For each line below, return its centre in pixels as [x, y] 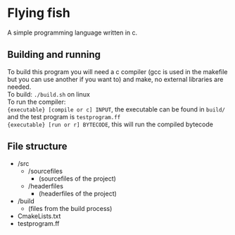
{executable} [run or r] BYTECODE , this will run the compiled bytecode [110, 124]
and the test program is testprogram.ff [64, 116]
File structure [37, 146]
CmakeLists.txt [39, 216]
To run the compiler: [37, 102]
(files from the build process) [70, 208]
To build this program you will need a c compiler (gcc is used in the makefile [118, 71]
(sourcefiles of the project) [77, 179]
